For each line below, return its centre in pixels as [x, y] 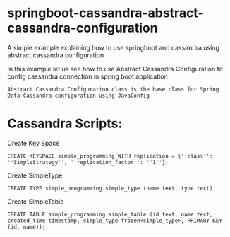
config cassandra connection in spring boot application [87, 76]
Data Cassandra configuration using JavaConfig [79, 96]
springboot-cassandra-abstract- [106, 13]
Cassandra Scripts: [65, 123]
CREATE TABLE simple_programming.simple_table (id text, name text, [110, 214]
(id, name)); [26, 227]
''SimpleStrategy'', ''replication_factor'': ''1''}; [88, 162]
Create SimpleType [35, 175]
